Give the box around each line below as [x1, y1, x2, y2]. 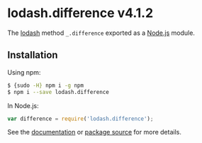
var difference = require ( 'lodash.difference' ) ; [7, 115, 154, 122]
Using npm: [7, 68, 41, 76]
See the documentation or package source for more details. [7, 128, 182, 137]
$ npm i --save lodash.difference [7, 88, 110, 95]
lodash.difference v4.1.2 [7, 5, 154, 21]
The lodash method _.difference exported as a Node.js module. [7, 28, 195, 37]
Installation [7, 49, 58, 61]
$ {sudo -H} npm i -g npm [7, 82, 84, 89]
